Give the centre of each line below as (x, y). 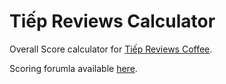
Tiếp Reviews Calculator (112, 21)
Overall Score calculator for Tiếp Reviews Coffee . (111, 49)
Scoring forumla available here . (73, 68)
